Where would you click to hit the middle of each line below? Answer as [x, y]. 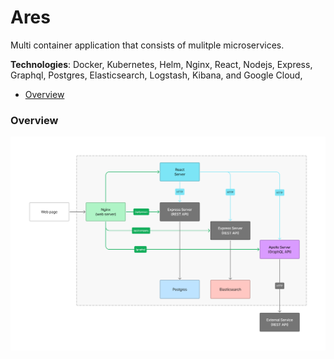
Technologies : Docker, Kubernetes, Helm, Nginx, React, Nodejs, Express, [161, 64]
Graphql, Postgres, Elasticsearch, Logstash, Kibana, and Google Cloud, [156, 75]
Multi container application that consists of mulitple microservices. [147, 45]
